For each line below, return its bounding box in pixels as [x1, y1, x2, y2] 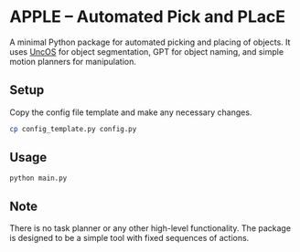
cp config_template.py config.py [9, 124, 137, 133]
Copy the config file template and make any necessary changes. [9, 107, 252, 118]
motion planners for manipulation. [9, 56, 137, 67]
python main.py [9, 173, 68, 184]
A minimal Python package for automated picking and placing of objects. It [9, 37, 291, 47]
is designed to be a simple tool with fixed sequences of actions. [9, 233, 250, 244]
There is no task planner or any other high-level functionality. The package [9, 223, 291, 234]
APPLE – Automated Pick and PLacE [9, 6, 286, 27]
